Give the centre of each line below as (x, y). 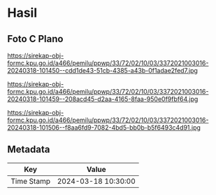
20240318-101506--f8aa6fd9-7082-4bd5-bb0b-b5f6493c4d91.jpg (104, 127)
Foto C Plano (35, 39)
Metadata (29, 150)
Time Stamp (31, 181)
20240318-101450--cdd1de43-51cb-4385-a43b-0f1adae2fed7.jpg (102, 70)
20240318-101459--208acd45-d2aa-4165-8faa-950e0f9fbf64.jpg (103, 99)
